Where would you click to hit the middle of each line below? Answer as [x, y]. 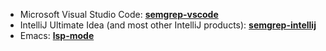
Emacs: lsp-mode [57, 35]
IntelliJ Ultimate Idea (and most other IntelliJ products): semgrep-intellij [168, 25]
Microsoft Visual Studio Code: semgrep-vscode [119, 14]
